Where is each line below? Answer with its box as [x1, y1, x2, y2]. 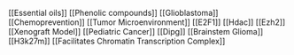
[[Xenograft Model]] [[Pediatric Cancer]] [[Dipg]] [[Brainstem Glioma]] [8, 27, 264, 36]
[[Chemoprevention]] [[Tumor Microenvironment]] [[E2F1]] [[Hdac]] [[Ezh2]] [8, 17, 286, 27]
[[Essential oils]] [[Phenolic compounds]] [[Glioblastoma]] [8, 8, 219, 18]
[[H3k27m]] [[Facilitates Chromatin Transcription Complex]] [8, 35, 226, 46]
